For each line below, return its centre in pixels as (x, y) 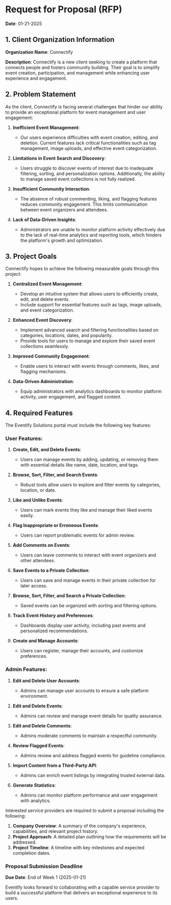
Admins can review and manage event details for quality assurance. (92, 716)
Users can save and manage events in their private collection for (88, 580)
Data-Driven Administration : (43, 382)
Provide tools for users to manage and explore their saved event (88, 341)
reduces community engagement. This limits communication (84, 204)
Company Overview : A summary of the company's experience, (79, 826)
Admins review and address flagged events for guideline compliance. (93, 755)
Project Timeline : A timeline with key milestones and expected (78, 847)
